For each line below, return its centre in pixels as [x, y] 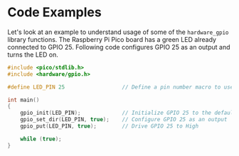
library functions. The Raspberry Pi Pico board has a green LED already [112, 39]
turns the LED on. [33, 55]
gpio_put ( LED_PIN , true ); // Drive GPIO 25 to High [110, 126]
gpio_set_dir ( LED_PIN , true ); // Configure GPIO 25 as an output [124, 120]
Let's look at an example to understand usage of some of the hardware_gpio [118, 32]
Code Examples [54, 12]
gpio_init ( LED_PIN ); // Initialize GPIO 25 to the [116, 113]
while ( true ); [41, 139]
